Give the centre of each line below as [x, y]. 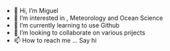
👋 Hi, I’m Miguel [36, 11]
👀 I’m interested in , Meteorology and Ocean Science [88, 18]
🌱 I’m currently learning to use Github [66, 25]
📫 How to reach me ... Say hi [55, 40]
